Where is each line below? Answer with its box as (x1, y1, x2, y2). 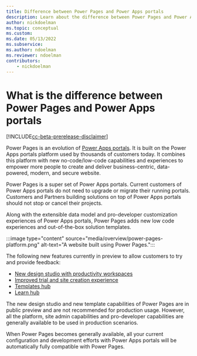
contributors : (6, 58, 41, 64)
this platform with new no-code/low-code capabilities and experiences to (6, 157, 184, 164)
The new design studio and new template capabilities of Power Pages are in (6, 301, 189, 308)
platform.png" (6, 241, 40, 248)
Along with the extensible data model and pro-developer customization (6, 211, 178, 218)
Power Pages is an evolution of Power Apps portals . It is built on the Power (6, 145, 186, 152)
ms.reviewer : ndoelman (6, 52, 62, 58)
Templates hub (14, 283, 51, 290)
